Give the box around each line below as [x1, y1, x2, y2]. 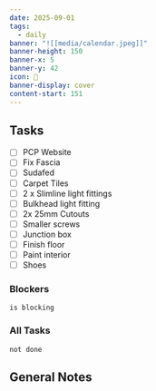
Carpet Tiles [22, 178, 69, 189]
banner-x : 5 [9, 55, 54, 64]
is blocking [9, 303, 54, 313]
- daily [17, 30, 47, 39]
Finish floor [22, 239, 65, 249]
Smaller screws [22, 219, 81, 230]
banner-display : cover [9, 81, 95, 90]
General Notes [9, 369, 93, 386]
